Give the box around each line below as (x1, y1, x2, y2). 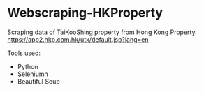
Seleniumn (17, 70, 48, 78)
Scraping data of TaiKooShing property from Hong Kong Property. (7, 28, 197, 36)
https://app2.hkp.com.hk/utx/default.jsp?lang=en (7, 35, 149, 43)
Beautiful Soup (17, 77, 61, 85)
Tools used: (7, 49, 41, 57)
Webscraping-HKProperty (7, 5, 163, 21)
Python (17, 62, 38, 70)
